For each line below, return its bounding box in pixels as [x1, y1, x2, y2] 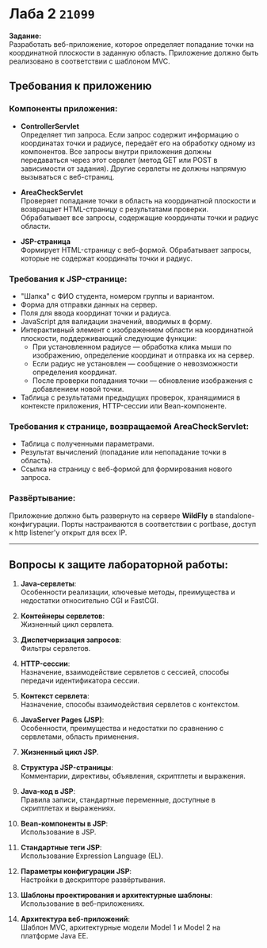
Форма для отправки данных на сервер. [20, 300, 158, 309]
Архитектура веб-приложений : [20, 915, 130, 924]
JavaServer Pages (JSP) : [20, 715, 105, 725]
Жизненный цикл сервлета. [20, 620, 114, 629]
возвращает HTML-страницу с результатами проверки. [20, 204, 209, 214]
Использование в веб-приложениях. [20, 899, 145, 908]
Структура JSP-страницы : [20, 763, 113, 772]
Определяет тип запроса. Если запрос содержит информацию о [20, 130, 239, 139]
